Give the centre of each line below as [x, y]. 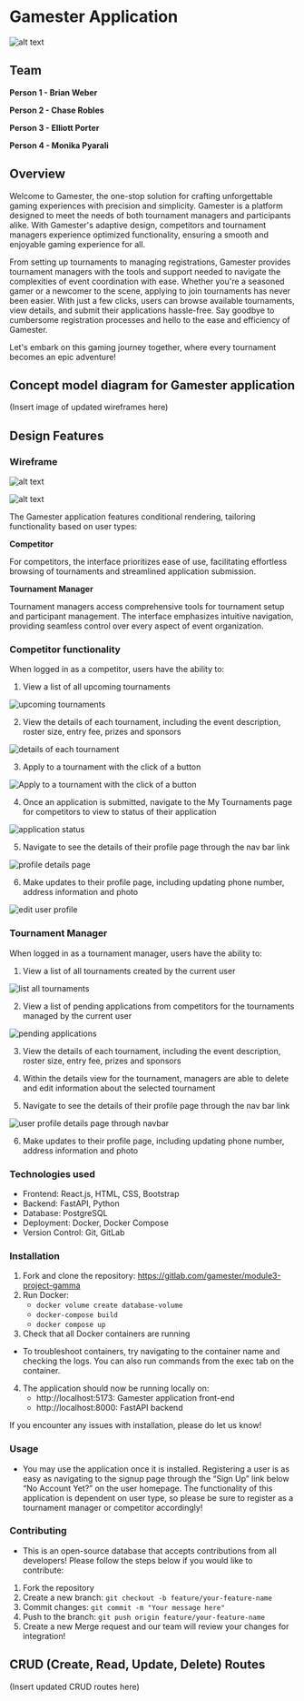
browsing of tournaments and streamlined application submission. [133, 571]
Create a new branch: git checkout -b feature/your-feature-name [147, 1597]
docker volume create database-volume [109, 1306]
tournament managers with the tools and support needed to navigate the [145, 271]
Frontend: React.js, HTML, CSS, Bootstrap [101, 1193]
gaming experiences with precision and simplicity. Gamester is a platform [146, 206]
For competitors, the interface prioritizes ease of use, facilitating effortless [148, 562]
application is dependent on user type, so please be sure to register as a [158, 1497]
